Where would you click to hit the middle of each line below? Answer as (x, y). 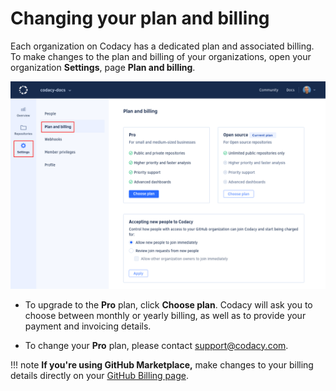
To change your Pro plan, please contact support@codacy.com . (156, 345)
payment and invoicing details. (88, 326)
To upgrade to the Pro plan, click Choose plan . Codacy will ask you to (168, 304)
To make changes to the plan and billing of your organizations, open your (161, 56)
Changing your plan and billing (140, 18)
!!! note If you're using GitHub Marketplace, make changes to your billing (162, 364)
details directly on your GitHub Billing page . (99, 375)
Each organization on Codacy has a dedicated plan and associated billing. (162, 46)
